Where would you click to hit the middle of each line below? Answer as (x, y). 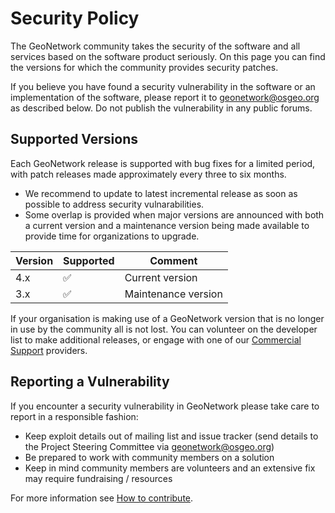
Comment (173, 260)
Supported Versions (74, 139)
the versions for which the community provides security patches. (144, 67)
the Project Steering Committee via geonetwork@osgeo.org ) (149, 446)
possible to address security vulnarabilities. (114, 204)
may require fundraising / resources (98, 478)
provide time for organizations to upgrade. (112, 236)
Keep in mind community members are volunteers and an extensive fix (170, 468)
